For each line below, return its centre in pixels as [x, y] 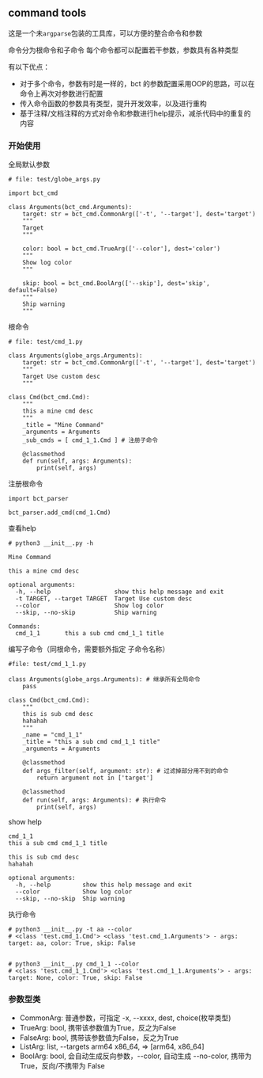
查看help [23, 528]
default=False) [33, 291]
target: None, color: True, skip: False [76, 978]
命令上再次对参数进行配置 [61, 93]
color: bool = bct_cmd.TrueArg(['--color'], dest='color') [122, 249]
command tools [47, 13]
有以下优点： [29, 67]
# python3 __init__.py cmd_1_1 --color [74, 964]
